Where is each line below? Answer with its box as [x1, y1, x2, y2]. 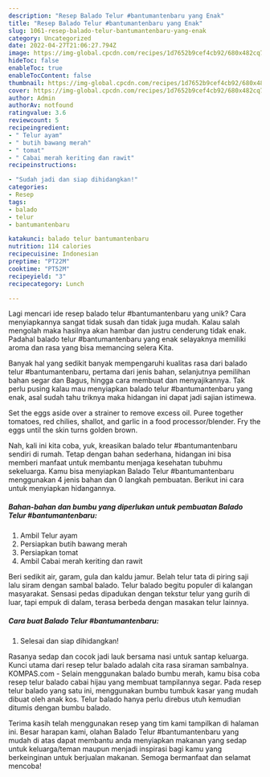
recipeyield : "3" [8, 272, 67, 280]
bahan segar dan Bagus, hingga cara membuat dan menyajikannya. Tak [8, 375, 245, 386]
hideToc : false [8, 57, 59, 65]
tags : [8, 198, 27, 206]
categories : [8, 183, 48, 191]
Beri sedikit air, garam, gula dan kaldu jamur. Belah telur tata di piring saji [8, 572, 249, 582]
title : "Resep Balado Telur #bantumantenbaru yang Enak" [8, 19, 203, 27]
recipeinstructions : [8, 162, 78, 170]
